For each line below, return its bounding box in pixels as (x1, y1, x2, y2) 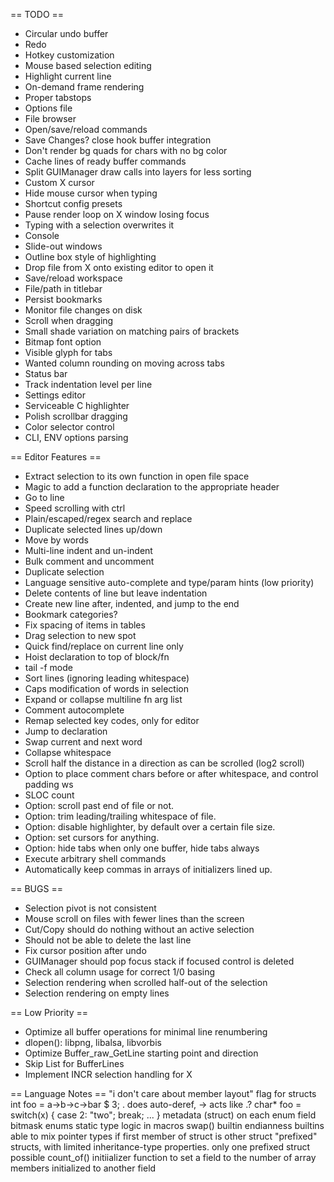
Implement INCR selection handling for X (24, 1069, 193, 1080)
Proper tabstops (24, 92, 92, 103)
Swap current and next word (24, 736, 143, 748)
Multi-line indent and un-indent (24, 545, 153, 556)
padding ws (24, 779, 74, 790)
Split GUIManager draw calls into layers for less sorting (24, 166, 252, 178)
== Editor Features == (10, 451, 102, 463)
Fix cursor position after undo (24, 945, 147, 956)
